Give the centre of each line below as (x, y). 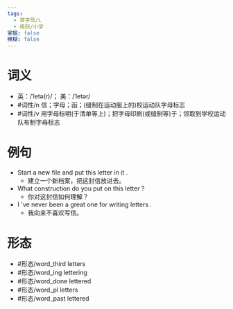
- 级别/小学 (28, 26)
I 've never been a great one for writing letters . (85, 204)
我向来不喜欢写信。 (55, 213)
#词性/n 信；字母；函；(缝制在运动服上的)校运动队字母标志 (101, 105)
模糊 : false (23, 39)
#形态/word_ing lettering (52, 272)
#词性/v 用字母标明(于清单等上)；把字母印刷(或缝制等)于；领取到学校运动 (121, 114)
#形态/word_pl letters (48, 290)
